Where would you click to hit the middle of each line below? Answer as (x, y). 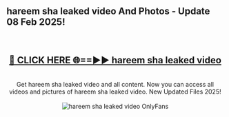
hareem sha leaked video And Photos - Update (108, 11)
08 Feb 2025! (36, 22)
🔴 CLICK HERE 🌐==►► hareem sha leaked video (115, 60)
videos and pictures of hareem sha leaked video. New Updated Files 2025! (115, 92)
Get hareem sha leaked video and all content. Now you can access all (115, 84)
